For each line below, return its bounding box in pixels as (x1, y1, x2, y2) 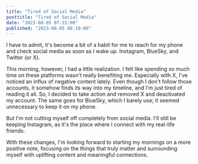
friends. (6, 127, 25, 134)
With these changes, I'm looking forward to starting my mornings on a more (6, 139, 191, 146)
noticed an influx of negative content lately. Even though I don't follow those (6, 78, 192, 85)
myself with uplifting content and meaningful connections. (6, 152, 148, 159)
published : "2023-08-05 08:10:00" (6, 25, 92, 31)
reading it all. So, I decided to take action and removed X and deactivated (6, 91, 186, 98)
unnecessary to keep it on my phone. (6, 103, 97, 110)
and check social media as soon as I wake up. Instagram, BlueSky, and (6, 48, 179, 55)
